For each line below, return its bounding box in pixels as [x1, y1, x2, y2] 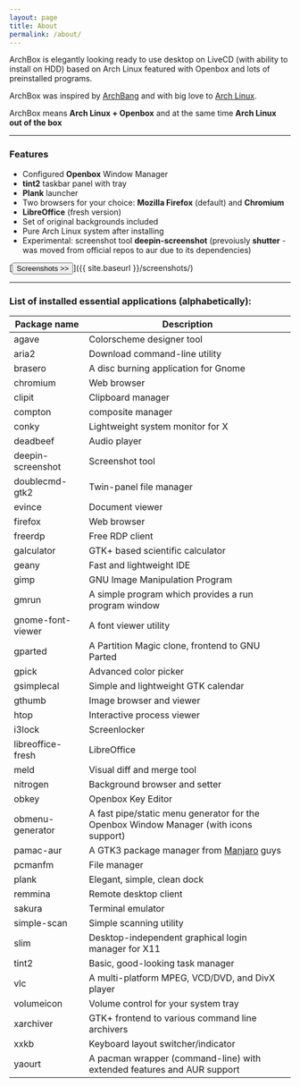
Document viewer [88, 500, 163, 513]
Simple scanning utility [88, 916, 184, 929]
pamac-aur [13, 844, 62, 856]
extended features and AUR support [88, 1063, 240, 1075]
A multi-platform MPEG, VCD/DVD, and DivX [88, 972, 275, 984]
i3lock [13, 723, 40, 735]
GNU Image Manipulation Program [88, 573, 233, 586]
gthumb [13, 694, 46, 707]
